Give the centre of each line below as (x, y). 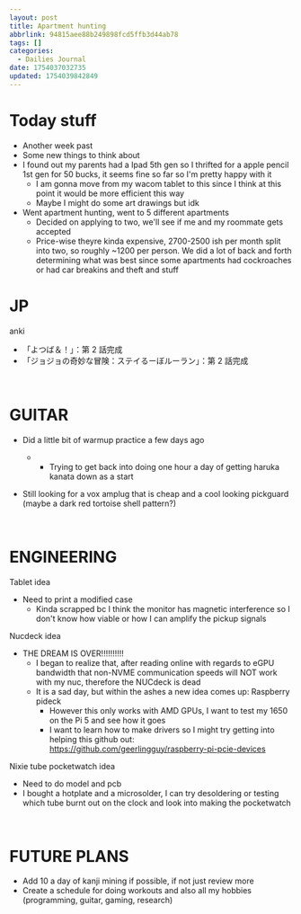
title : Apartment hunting (58, 26)
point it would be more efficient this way (110, 193)
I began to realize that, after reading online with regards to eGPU (155, 662)
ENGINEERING (63, 557)
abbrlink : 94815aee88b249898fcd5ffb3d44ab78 (94, 34)
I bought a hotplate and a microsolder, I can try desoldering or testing (150, 793)
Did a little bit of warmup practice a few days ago (113, 439)
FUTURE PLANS (69, 856)
